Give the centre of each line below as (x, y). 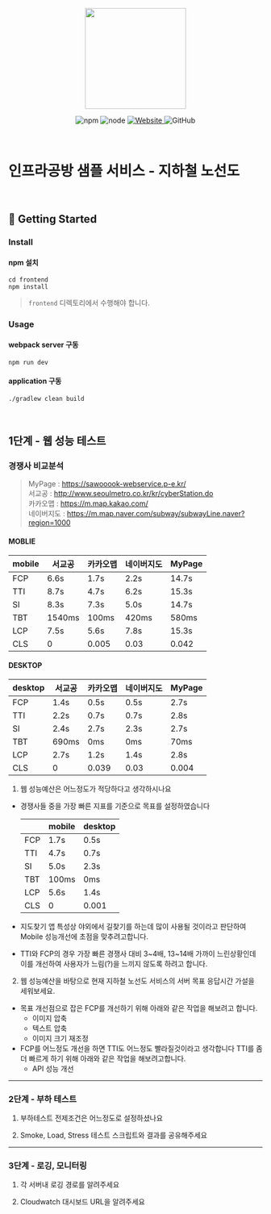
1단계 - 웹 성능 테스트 (57, 441)
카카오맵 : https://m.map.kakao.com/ (88, 503)
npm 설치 (23, 262)
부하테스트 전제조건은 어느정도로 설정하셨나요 (92, 1118)
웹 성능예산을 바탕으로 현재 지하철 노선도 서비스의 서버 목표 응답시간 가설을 (138, 981)
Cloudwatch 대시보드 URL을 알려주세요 (82, 1202)
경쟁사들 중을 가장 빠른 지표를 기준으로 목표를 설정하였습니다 (115, 806)
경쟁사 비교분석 (36, 466)
